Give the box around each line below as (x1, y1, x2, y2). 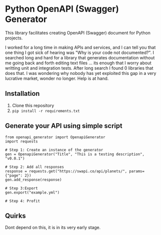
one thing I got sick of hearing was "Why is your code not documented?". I (5, 50, 154, 55)
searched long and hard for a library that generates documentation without (5, 54, 155, 60)
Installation (5, 90, 40, 98)
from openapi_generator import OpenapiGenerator (5, 135, 106, 140)
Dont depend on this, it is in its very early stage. (5, 225, 101, 231)
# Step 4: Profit (5, 199, 40, 203)
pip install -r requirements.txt (12, 108, 80, 113)
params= (129, 169, 145, 174)
